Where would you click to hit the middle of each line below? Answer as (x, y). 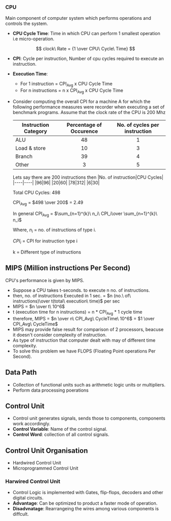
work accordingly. (32, 424)
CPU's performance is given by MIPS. (45, 280)
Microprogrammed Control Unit (46, 468)
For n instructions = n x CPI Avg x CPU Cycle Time (72, 91)
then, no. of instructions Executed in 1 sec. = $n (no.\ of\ (72, 295)
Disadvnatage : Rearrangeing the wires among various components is (86, 509)
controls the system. (27, 23)
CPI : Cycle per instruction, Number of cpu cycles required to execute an (88, 59)
